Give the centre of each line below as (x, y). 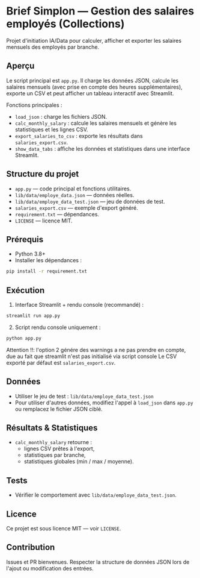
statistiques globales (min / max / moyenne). (79, 462)
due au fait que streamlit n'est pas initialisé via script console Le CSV (92, 356)
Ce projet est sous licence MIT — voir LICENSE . (64, 529)
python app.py (24, 338)
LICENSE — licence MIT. (44, 221)
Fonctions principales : (34, 105)
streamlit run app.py (33, 316)
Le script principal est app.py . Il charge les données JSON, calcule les (92, 80)
